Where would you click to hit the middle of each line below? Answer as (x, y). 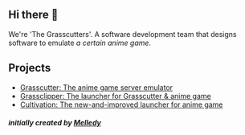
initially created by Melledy (55, 123)
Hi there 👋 (33, 15)
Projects (30, 68)
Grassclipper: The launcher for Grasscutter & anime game (115, 96)
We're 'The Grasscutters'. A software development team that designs (122, 34)
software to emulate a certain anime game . (80, 43)
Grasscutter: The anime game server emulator (96, 87)
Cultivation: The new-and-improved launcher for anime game (121, 104)
